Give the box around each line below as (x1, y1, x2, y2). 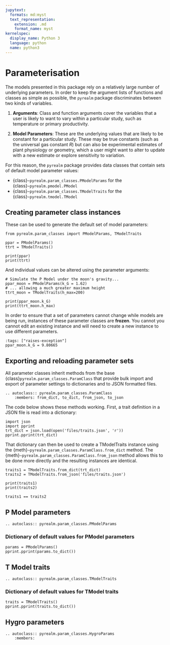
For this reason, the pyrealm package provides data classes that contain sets (5, 162, 165, 168)
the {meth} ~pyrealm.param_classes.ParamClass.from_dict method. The (5, 447, 153, 453)
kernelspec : (5, 31, 30, 36)
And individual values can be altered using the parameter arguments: (5, 267, 150, 273)
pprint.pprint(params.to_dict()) (5, 549, 76, 554)
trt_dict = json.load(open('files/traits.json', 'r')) (5, 428, 124, 433)
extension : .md (14, 21, 47, 27)
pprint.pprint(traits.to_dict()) (5, 604, 76, 609)
